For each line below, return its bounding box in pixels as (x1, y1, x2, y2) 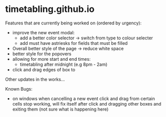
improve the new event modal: (12, 29, 75, 35)
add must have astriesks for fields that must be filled (19, 40, 128, 46)
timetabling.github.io (5, 3, 95, 15)
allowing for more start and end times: (12, 56, 91, 62)
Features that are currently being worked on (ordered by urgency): (5, 20, 142, 26)
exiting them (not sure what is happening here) (12, 106, 109, 112)
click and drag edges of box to (12, 66, 76, 73)
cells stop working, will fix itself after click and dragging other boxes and (12, 101, 162, 107)
